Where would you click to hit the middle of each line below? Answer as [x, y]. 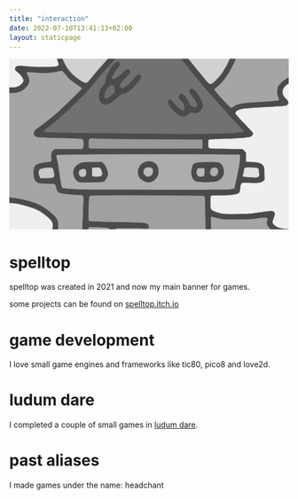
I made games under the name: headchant [86, 485]
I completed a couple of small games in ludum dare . [104, 425]
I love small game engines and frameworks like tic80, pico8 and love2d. [140, 364]
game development [82, 340]
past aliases [55, 460]
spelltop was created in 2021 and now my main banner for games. [129, 287]
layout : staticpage [45, 37]
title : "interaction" [49, 19]
